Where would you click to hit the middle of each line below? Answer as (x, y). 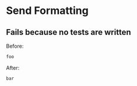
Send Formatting (47, 11)
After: (13, 67)
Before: (15, 46)
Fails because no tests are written (68, 32)
